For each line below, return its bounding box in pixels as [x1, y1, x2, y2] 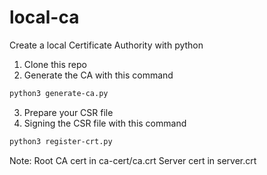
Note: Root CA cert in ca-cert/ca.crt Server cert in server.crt [9, 154, 257, 166]
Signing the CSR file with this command [23, 117, 187, 129]
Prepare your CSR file [23, 106, 114, 118]
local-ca [9, 6, 80, 29]
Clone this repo [23, 58, 87, 70]
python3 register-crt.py [9, 136, 113, 146]
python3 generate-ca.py [9, 88, 109, 98]
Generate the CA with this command [23, 69, 174, 81]
